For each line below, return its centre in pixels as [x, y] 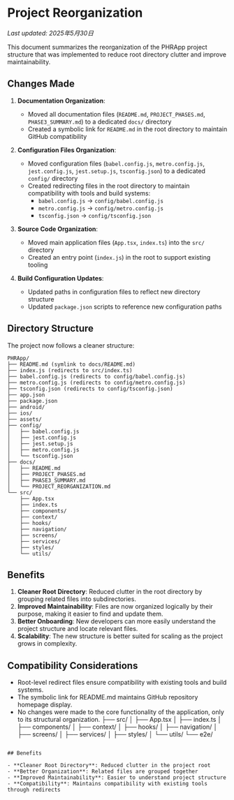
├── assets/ [24, 419]
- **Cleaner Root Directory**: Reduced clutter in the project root [109, 766]
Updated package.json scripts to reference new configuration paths [125, 306]
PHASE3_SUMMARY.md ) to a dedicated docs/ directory [100, 121]
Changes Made [41, 84]
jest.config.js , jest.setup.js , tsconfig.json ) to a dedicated [117, 171]
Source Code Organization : [57, 229]
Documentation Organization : [61, 101]
